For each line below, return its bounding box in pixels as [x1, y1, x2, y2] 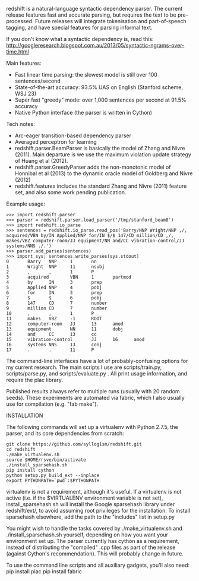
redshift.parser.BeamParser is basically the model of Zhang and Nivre [14, 145, 185, 151]
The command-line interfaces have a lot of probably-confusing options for [6, 358, 188, 364]
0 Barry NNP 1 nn [6, 258, 97, 264]
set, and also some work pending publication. [14, 189, 127, 195]
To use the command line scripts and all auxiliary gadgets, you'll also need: [6, 561, 190, 569]
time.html [6, 48, 29, 55]
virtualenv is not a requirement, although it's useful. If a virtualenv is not [6, 488, 182, 495]
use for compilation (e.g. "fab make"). [6, 400, 99, 408]
